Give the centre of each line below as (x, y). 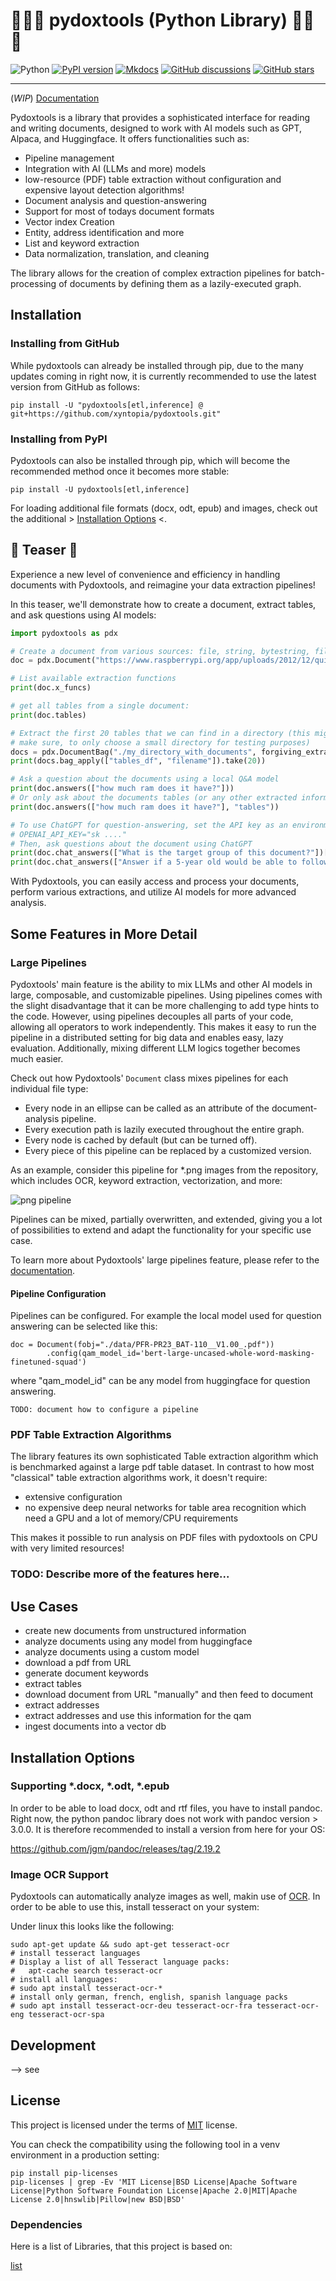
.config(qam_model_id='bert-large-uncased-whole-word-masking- (180, 1354)
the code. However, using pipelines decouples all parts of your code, (152, 1016)
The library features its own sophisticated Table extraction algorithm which (164, 1456)
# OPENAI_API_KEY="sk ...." (69, 834)
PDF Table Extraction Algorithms (91, 1435)
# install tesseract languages (75, 1954)
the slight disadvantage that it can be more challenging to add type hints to (165, 1005)
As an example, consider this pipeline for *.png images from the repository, (164, 1170)
